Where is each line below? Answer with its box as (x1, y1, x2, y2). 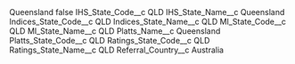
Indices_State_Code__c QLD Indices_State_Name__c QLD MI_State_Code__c (9, 16, 287, 27)
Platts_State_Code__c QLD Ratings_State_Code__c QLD (9, 36, 210, 45)
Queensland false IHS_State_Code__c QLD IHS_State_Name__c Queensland (9, 7, 285, 17)
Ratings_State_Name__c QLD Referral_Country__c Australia (9, 44, 225, 55)
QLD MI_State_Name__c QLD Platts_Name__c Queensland (9, 26, 221, 36)
